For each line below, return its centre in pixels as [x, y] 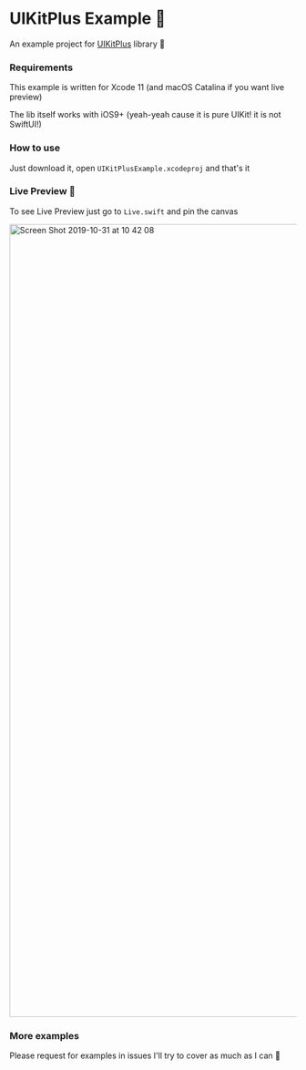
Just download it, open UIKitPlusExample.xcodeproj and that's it [130, 168]
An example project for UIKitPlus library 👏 [87, 44]
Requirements [41, 67]
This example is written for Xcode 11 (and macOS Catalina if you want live [147, 87]
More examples [45, 1035]
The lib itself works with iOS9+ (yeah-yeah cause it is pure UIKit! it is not [145, 115]
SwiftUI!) [26, 124]
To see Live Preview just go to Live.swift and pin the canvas [124, 211]
